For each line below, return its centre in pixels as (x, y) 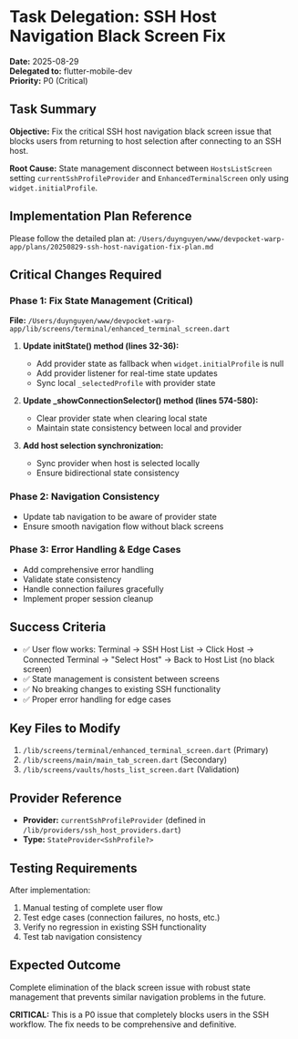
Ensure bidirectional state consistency (108, 473)
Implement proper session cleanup (88, 598)
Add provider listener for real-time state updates (127, 373)
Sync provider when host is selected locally (118, 463)
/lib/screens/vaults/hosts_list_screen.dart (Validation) (131, 769)
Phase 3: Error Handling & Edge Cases (95, 550)
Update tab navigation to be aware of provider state (119, 516)
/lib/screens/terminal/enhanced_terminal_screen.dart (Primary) (145, 750)
